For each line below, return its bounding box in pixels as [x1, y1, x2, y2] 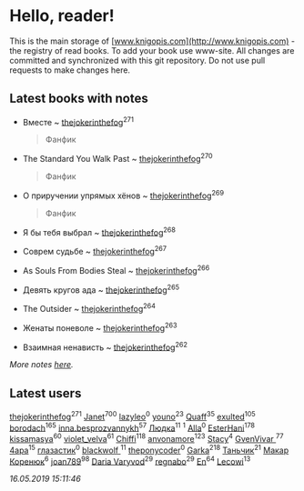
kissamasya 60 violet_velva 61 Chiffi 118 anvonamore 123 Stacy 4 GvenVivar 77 [9, 432, 284, 445]
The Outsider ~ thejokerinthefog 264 [22, 302, 157, 314]
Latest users [9, 386, 82, 401]
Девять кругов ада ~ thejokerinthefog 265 [22, 283, 180, 296]
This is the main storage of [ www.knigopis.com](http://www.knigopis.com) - [9, 35, 296, 46]
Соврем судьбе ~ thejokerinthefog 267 [22, 245, 167, 257]
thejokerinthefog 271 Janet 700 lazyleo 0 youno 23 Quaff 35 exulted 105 [9, 410, 257, 422]
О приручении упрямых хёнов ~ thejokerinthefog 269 [22, 188, 225, 201]
